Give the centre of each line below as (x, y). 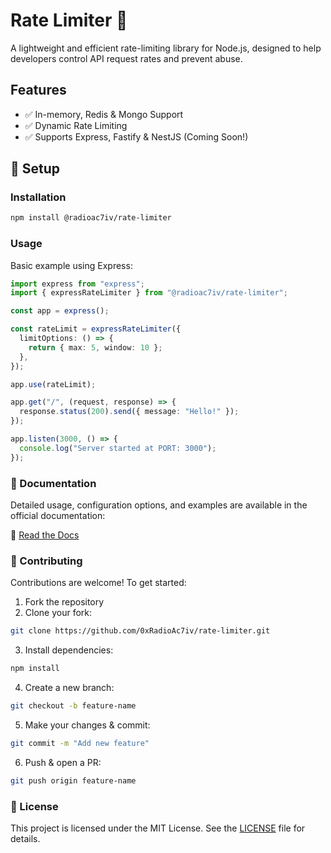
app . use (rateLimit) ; (53, 384)
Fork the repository (64, 602)
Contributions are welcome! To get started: (98, 583)
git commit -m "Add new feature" (80, 743)
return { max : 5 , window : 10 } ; (95, 347)
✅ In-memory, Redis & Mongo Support (104, 114)
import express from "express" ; (77, 284)
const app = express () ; (60, 311)
